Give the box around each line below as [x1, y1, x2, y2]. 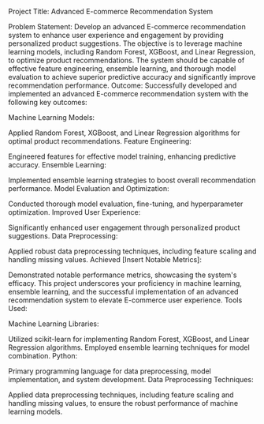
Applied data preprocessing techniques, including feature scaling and [8, 390, 234, 400]
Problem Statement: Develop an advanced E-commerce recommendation [8, 22, 246, 31]
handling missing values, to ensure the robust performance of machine [8, 399, 239, 407]
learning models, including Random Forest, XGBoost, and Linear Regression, [8, 47, 256, 56]
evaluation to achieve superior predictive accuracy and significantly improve [8, 73, 256, 81]
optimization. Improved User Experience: [8, 208, 141, 216]
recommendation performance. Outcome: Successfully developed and [8, 81, 237, 90]
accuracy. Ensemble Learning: [8, 160, 106, 169]
